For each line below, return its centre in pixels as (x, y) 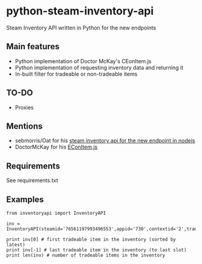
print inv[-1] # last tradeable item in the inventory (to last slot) (96, 250)
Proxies (24, 107)
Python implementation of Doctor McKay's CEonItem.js (83, 61)
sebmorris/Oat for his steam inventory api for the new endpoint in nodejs (105, 141)
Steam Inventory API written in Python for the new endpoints (81, 28)
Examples (25, 199)
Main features (33, 47)
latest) (16, 245)
